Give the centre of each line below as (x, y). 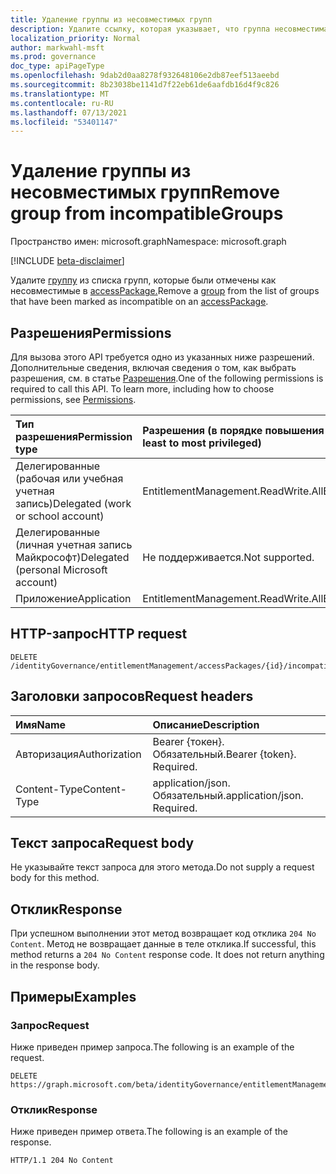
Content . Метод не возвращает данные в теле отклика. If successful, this (163, 944)
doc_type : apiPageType (57, 66)
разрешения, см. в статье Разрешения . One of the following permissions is (167, 378)
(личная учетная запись (74, 544)
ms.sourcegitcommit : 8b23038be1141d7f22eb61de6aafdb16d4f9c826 (145, 85)
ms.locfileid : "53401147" (64, 122)
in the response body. (55, 965)
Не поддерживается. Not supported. (228, 557)
